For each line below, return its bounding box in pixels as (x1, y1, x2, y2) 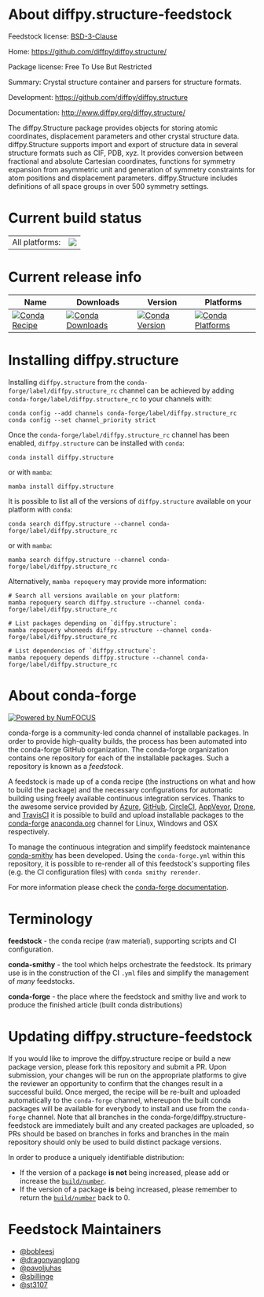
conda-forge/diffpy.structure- (150, 1112, 247, 1121)
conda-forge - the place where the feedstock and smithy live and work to (8, 992, 247, 1001)
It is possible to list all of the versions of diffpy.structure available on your (8, 496, 251, 505)
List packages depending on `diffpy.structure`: (15, 619, 178, 627)
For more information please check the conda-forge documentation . (8, 882, 229, 892)
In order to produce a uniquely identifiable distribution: (8, 1152, 185, 1162)
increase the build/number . (19, 1176, 107, 1185)
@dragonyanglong (19, 1255, 80, 1264)
